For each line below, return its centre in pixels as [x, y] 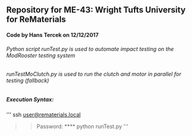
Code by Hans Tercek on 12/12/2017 [52, 35]
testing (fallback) [28, 81]
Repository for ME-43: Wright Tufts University [96, 10]
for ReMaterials [36, 20]
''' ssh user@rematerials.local [44, 115]
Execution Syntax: [30, 99]
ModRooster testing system [41, 55]
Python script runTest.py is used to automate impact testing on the [90, 49]
